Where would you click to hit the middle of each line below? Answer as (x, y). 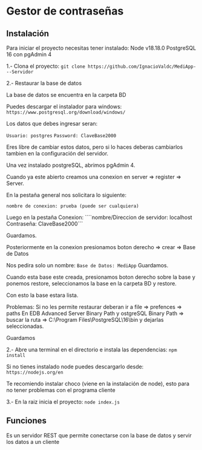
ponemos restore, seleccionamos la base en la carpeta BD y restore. (92, 283)
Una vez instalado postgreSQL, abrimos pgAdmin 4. (71, 165)
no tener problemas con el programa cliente (61, 390)
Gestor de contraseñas (65, 11)
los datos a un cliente (33, 442)
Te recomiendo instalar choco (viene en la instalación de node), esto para (98, 383)
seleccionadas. (25, 326)
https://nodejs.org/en (35, 373)
